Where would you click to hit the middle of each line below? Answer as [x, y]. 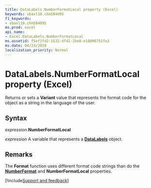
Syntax [16, 118]
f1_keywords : [18, 18]
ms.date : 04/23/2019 [26, 46]
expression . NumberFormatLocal [38, 130]
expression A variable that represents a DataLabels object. [64, 139]
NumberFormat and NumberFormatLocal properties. [59, 171]
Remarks [19, 154]
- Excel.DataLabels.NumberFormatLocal [44, 37]
